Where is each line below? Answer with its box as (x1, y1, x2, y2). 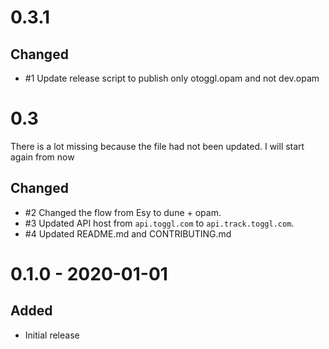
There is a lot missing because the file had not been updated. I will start (10, 140, 305, 152)
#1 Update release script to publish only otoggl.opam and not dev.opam (24, 72, 320, 84)
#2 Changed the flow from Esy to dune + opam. (24, 206, 222, 218)
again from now (10, 151, 75, 163)
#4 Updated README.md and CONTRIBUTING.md (24, 227, 232, 240)
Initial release (24, 329, 80, 341)
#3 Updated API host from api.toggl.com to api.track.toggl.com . (24, 217, 295, 229)
